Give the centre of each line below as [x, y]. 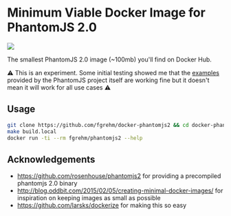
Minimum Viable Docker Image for [107, 13]
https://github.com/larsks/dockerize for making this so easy [102, 206]
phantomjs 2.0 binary [47, 184]
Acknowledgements [51, 159]
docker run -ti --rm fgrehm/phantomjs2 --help [75, 138]
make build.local [32, 131]
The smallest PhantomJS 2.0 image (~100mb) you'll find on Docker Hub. [109, 59]
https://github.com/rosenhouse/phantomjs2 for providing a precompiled [119, 176]
